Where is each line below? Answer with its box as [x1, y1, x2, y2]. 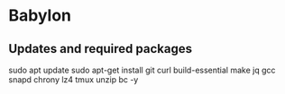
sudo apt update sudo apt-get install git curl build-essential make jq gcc [8, 64, 276, 75]
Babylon [8, 5, 72, 26]
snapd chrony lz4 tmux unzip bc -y [8, 74, 139, 85]
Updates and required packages [8, 41, 193, 56]
